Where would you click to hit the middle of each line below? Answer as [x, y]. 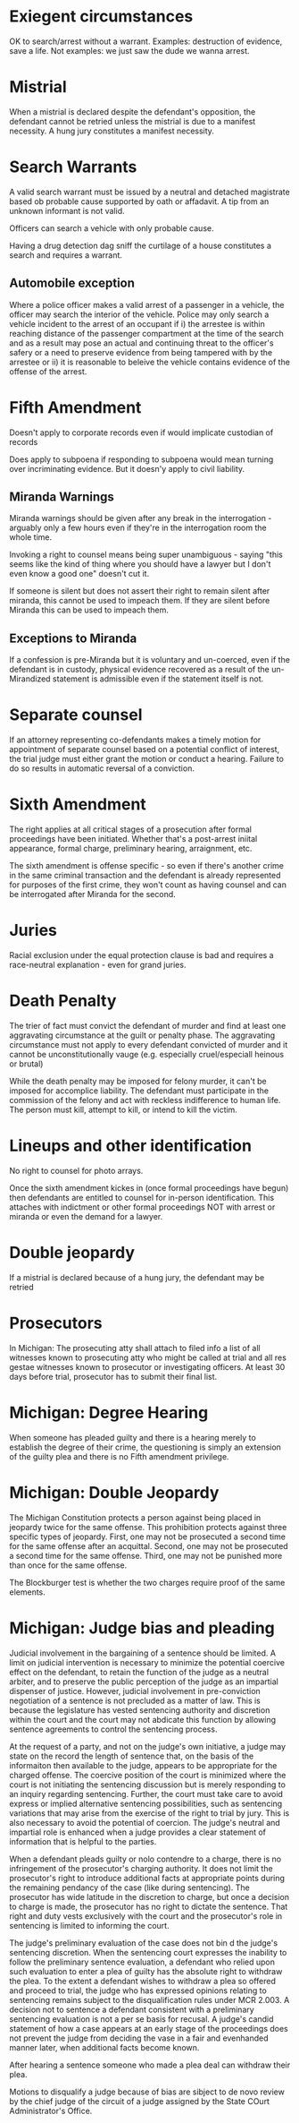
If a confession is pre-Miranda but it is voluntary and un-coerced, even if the [149, 660]
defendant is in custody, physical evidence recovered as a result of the [140, 670]
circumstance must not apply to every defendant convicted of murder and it [149, 1044]
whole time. [31, 537]
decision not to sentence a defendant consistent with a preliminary [132, 2009]
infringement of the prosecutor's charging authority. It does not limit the [141, 1868]
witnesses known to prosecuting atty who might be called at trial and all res [148, 1357]
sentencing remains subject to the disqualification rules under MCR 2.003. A [149, 1999]
